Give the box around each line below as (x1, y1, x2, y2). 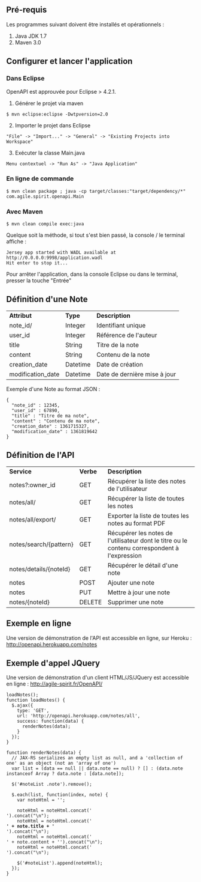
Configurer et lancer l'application (6, 56, 133, 67)
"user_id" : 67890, (11, 407, 60, 413)
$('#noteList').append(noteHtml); (17, 860, 103, 866)
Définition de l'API (6, 450, 75, 460)
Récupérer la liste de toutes (107, 494, 185, 502)
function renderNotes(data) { (6, 750, 82, 756)
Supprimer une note (107, 598, 164, 606)
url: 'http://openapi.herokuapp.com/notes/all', (17, 713, 141, 719)
